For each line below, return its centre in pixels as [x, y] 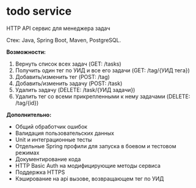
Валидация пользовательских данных [65, 133]
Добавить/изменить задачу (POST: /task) [69, 83]
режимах [27, 152]
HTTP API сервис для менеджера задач [58, 28]
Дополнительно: [29, 115]
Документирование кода [48, 159]
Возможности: [26, 52]
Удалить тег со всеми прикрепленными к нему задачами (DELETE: [103, 96]
